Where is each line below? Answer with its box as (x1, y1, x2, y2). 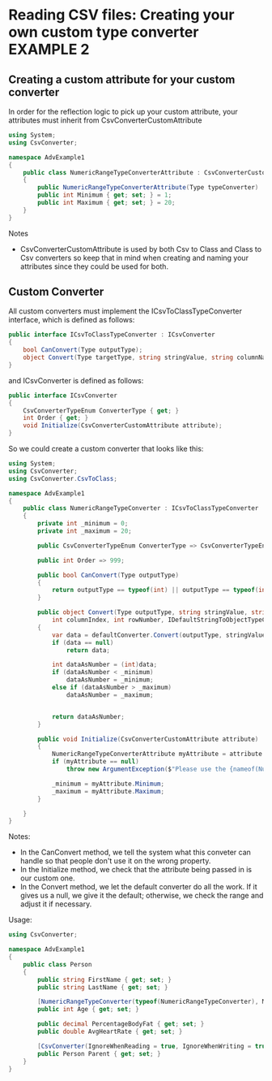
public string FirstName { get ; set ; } (37, 975, 172, 984)
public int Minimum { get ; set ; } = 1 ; (37, 191, 172, 200)
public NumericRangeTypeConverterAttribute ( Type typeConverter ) (37, 184, 259, 192)
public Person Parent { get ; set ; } (37, 1049, 161, 1057)
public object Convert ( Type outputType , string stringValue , (37, 608, 249, 616)
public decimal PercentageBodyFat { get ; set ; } (37, 1020, 205, 1028)
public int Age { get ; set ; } (37, 1005, 139, 1014)
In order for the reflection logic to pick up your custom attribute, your (8, 107, 238, 116)
